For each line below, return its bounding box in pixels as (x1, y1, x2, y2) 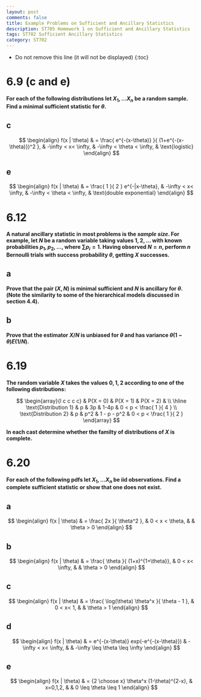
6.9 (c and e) (6, 75, 71, 88)
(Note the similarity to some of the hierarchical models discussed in (6, 291, 180, 299)
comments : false (6, 15, 47, 21)
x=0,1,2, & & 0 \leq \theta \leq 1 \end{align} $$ (45, 684, 158, 691)
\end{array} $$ (82, 416, 121, 424)
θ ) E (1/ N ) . (6, 337, 30, 345)
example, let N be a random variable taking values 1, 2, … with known (6, 237, 182, 244)
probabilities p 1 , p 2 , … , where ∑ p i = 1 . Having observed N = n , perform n (6, 243, 191, 252)
